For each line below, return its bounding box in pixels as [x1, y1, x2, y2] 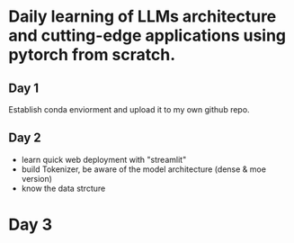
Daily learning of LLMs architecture [8, 6, 277, 27]
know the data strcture [21, 183, 106, 193]
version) [21, 173, 53, 184]
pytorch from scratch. [8, 45, 176, 65]
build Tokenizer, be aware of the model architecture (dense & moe [21, 164, 267, 175]
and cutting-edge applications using [8, 25, 287, 46]
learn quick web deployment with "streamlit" [21, 154, 187, 165]
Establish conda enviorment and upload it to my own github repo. [8, 104, 250, 114]
